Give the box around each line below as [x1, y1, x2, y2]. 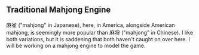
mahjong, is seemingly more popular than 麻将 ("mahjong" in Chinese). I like [6, 29, 193, 36]
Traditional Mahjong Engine [6, 5, 111, 15]
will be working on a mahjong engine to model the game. [6, 42, 146, 49]
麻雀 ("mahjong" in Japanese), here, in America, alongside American [6, 21, 175, 29]
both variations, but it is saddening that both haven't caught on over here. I [6, 35, 190, 42]
